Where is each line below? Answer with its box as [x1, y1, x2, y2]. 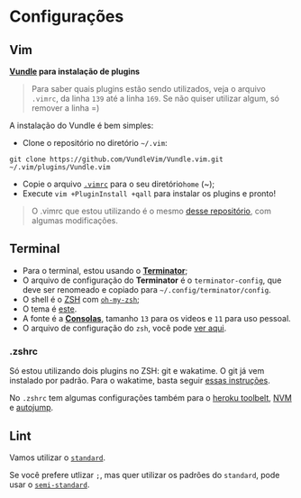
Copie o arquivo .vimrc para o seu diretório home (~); [22, 178, 214, 189]
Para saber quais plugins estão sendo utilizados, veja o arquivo [31, 84, 266, 94]
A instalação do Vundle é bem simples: [9, 120, 154, 131]
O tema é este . [22, 303, 78, 314]
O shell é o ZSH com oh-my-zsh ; [22, 294, 140, 304]
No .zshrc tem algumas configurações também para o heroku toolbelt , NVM [9, 393, 293, 403]
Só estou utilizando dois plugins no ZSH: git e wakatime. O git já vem [9, 366, 265, 376]
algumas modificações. [31, 215, 119, 226]
